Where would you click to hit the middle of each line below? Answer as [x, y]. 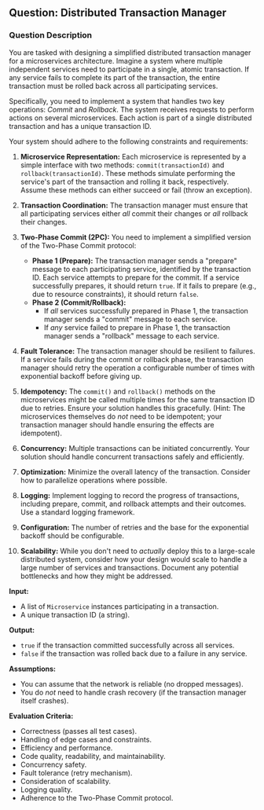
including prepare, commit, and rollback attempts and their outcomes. [133, 504]
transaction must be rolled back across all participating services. [114, 86]
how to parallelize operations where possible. [93, 480]
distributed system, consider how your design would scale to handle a [134, 559]
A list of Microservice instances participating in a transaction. [119, 606]
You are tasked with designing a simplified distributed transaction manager [130, 52]
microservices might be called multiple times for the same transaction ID [137, 399]
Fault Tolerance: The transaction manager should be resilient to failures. [137, 351]
